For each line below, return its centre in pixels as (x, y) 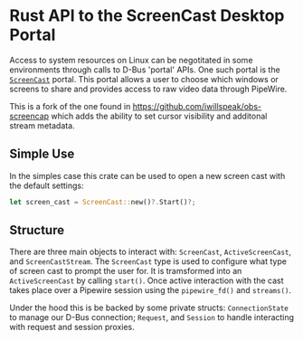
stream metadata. (42, 125)
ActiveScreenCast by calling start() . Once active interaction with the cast (147, 280)
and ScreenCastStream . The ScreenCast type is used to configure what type (148, 261)
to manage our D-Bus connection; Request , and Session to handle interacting (152, 317)
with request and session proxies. (72, 327)
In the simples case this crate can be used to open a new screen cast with (147, 175)
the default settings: (47, 185)
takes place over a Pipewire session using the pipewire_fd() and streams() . (151, 290)
